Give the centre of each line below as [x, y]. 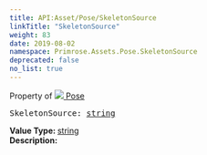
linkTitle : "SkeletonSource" [65, 26]
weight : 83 [30, 35]
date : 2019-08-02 [42, 43]
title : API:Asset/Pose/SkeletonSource [83, 18]
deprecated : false [44, 60]
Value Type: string [44, 130]
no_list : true [36, 69]
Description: [33, 140]
